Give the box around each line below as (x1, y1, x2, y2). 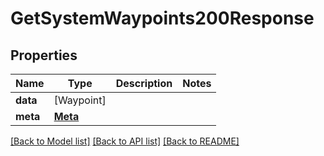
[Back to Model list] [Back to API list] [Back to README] (10, 135, 240, 147)
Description (115, 77, 173, 90)
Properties (10, 47, 78, 64)
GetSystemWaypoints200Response (10, 7, 315, 30)
